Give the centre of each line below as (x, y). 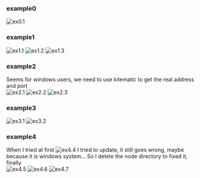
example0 (21, 8)
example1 (21, 38)
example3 (21, 108)
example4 (21, 137)
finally (14, 163)
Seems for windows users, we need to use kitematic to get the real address (100, 79)
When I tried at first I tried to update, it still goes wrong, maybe (95, 150)
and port (17, 85)
